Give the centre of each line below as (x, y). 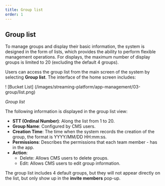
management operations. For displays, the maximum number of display (78, 57)
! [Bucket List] (19, 87)
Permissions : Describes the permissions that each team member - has (85, 142)
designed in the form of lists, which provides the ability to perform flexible (81, 52)
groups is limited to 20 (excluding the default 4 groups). (62, 62)
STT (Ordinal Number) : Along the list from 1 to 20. (63, 121)
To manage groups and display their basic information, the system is (75, 46)
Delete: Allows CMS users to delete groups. (64, 158)
